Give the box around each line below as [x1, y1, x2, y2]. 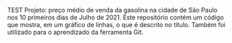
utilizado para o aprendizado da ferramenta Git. [7, 28, 144, 36]
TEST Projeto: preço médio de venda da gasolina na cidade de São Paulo [7, 6, 218, 14]
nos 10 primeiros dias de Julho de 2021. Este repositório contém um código [7, 13, 224, 21]
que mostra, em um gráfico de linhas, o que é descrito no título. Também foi [7, 21, 226, 28]
